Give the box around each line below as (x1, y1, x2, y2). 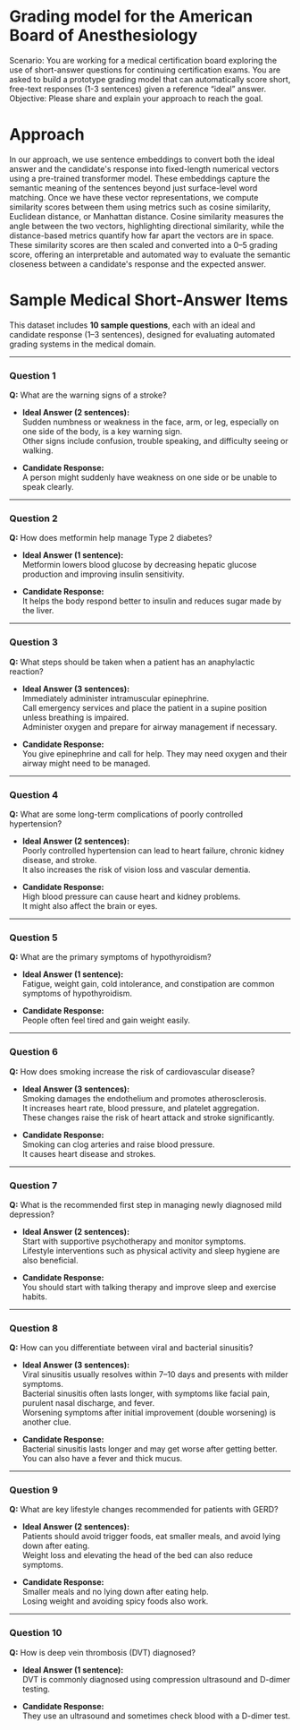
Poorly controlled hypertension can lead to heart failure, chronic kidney (21, 845, 285, 856)
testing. (21, 1683, 51, 1694)
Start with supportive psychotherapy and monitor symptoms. (21, 1236, 246, 1246)
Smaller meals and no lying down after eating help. (21, 1587, 210, 1597)
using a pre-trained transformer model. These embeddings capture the (9, 173, 271, 184)
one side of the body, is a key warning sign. (21, 426, 183, 437)
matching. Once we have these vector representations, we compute (9, 192, 259, 202)
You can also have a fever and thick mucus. (21, 1453, 183, 1464)
